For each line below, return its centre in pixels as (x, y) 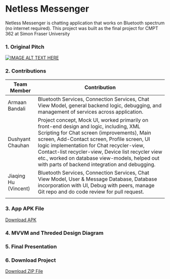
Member (20, 90)
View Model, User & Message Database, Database (97, 179)
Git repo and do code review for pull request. (91, 192)
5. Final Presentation (31, 247)
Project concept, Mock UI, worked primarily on (93, 120)
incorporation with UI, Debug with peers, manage (96, 185)
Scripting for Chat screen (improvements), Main (94, 132)
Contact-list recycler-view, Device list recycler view (100, 152)
